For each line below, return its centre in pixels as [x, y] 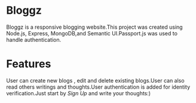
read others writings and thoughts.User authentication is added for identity [98, 87]
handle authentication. [34, 40]
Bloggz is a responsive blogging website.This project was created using [95, 27]
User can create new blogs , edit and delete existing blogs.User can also [95, 80]
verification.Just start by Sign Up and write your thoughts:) [79, 93]
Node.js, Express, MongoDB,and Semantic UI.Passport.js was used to [92, 33]
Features [29, 64]
